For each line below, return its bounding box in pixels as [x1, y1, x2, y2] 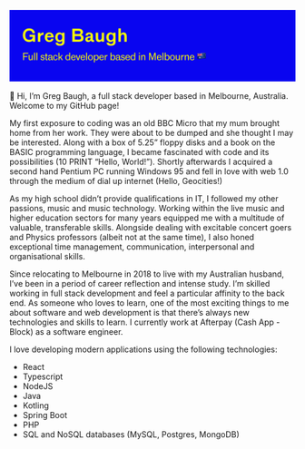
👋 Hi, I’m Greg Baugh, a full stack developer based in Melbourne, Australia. [9, 91, 289, 101]
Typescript [22, 371, 64, 382]
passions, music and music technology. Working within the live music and [9, 203, 285, 213]
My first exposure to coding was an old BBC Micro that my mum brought [9, 118, 280, 128]
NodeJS [22, 381, 54, 391]
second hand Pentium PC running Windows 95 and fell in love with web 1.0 [9, 166, 289, 177]
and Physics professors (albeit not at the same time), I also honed [9, 232, 255, 242]
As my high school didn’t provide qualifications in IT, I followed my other [9, 193, 279, 204]
